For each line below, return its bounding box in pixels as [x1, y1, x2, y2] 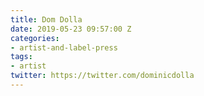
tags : [10, 52, 33, 62]
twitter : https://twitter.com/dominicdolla [10, 71, 195, 81]
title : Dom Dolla [10, 14, 83, 25]
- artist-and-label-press [10, 42, 118, 53]
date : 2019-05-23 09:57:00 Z [10, 24, 132, 34]
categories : [10, 33, 60, 43]
